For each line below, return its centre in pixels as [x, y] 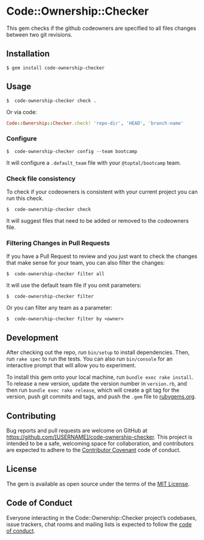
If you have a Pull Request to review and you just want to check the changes [102, 256]
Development [33, 338]
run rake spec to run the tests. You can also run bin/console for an [90, 359]
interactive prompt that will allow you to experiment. [71, 365]
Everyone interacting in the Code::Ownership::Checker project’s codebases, [101, 517]
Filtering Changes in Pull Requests [58, 243]
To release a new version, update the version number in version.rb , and [97, 384]
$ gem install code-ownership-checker [55, 68]
